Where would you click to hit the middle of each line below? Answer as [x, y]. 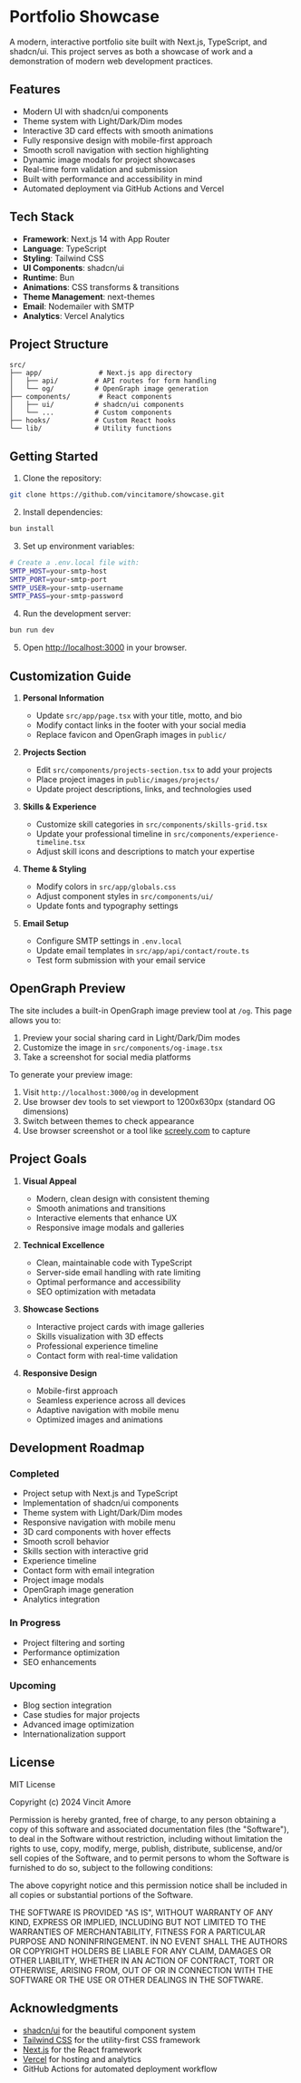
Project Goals [49, 1159]
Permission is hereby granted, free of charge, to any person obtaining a [143, 1819]
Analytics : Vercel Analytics [73, 315]
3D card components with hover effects [97, 1532]
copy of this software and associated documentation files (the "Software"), [150, 1829]
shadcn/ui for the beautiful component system [109, 2030]
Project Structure [59, 344]
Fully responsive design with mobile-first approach [117, 140]
